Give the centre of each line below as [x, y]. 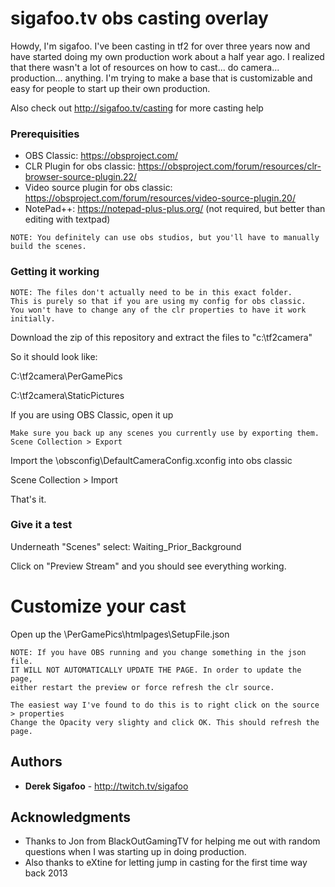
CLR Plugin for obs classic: [80, 166]
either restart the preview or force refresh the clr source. [142, 687]
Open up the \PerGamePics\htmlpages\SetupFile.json [120, 634]
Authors [36, 762]
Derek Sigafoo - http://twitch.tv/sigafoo [106, 786]
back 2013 [46, 873]
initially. [33, 318]
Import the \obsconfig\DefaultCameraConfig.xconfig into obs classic [151, 460]
